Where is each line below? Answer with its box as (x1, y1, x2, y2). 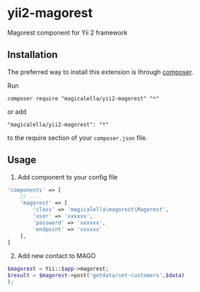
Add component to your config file (17, 173, 118, 181)
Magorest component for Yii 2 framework (7, 28, 128, 37)
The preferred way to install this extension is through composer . (7, 67, 194, 76)
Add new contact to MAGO (17, 252, 96, 260)
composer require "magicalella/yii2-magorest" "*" (7, 95, 160, 102)
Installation (7, 49, 58, 61)
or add (7, 107, 27, 116)
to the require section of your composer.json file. (7, 133, 148, 142)
